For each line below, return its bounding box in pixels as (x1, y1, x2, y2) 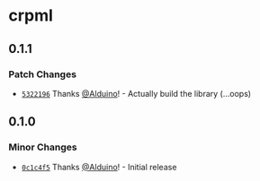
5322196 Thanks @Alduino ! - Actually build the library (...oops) (21, 88, 252, 99)
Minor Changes (8, 141, 77, 153)
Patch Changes (8, 68, 77, 81)
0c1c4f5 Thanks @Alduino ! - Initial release (21, 161, 177, 172)
